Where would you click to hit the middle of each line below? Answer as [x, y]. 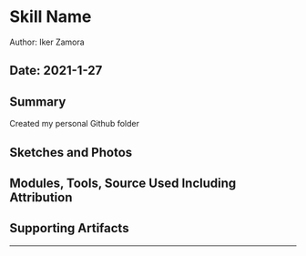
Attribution [41, 197]
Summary [38, 102]
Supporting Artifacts [69, 228]
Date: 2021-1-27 [56, 71]
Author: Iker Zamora [47, 42]
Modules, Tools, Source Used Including [123, 183]
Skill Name [51, 17]
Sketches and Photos [71, 152]
